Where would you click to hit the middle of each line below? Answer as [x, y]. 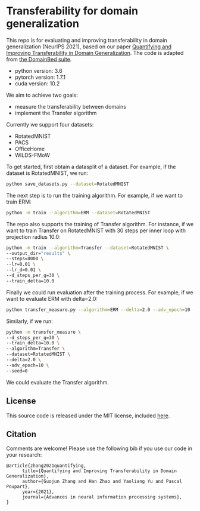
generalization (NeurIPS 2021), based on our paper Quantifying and [89, 47]
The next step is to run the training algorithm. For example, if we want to [95, 195]
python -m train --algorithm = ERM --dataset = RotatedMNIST [78, 213]
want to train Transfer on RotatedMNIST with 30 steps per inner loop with [96, 230]
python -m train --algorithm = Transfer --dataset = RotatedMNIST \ [87, 248]
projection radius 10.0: [33, 236]
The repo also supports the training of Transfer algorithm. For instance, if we [100, 224]
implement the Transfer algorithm [56, 113]
